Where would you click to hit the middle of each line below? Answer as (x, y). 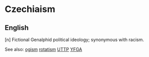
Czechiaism (30, 9)
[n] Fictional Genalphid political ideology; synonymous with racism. (74, 39)
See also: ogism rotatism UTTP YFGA (43, 49)
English (17, 28)
